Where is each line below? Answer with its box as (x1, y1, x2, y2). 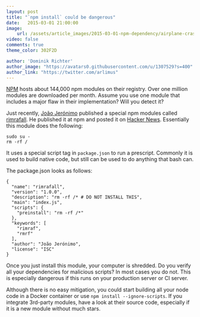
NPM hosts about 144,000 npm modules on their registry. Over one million (6, 86, 188, 93)
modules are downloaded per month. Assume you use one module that (6, 92, 180, 99)
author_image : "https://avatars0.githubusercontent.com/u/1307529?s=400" (6, 64, 193, 70)
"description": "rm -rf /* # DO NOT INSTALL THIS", (11, 194, 143, 200)
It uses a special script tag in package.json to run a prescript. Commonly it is (6, 149, 193, 156)
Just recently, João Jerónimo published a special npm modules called (6, 109, 177, 117)
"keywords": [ (11, 221, 46, 227)
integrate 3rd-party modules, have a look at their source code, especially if (6, 299, 190, 306)
